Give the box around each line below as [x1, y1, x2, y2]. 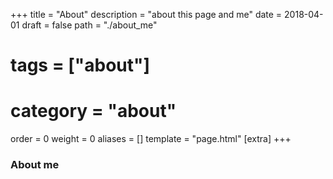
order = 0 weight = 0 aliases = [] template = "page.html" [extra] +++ [10, 133, 292, 145]
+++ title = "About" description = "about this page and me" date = [10, 9, 283, 20]
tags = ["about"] [10, 54, 151, 77]
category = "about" [10, 100, 177, 123]
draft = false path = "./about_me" [21, 19, 158, 31]
